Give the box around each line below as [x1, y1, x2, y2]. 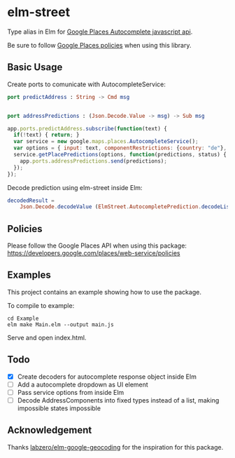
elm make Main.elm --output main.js [7, 321, 114, 328]
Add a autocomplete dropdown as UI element [17, 380, 148, 389]
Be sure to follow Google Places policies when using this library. [7, 41, 192, 49]
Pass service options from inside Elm [17, 388, 124, 396]
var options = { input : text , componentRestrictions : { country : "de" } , [13, 144, 227, 151]
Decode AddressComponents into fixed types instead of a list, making [17, 396, 220, 404]
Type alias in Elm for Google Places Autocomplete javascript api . [7, 27, 193, 36]
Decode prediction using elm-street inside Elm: [7, 183, 143, 191]
